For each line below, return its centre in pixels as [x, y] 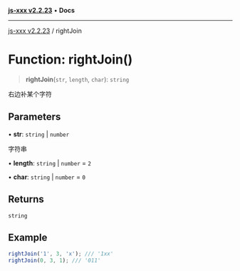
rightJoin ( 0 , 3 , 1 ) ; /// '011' [54, 261]
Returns [26, 199]
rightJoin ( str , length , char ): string [77, 79]
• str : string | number [39, 134]
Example [28, 237]
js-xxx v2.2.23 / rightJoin [45, 31]
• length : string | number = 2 [50, 163]
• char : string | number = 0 [47, 177]
